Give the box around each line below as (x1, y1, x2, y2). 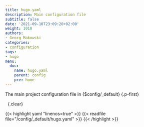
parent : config (14, 73, 46, 78)
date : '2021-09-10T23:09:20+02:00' (5, 21, 79, 27)
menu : (5, 59, 16, 64)
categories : (5, 40, 30, 45)
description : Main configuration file (5, 12, 86, 17)
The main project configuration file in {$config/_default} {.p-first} (5, 91, 139, 97)
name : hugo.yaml (14, 68, 48, 73)
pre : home (14, 77, 35, 82)
